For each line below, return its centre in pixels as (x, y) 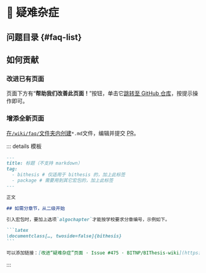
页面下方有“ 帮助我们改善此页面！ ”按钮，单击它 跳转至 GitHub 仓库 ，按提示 (100, 93)
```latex (17, 231)
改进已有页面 (25, 79)
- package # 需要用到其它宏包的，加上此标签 (63, 181)
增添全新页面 (25, 118)
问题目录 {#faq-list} (44, 37)
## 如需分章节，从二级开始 (36, 208)
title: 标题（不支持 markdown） (44, 163)
